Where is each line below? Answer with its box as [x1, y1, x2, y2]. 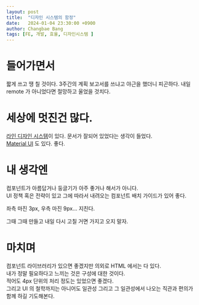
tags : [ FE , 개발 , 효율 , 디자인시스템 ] [6, 31, 94, 37]
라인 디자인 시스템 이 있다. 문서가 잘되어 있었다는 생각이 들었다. [6, 132, 153, 140]
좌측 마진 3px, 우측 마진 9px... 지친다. [6, 205, 95, 212]
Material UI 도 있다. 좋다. [6, 140, 65, 147]
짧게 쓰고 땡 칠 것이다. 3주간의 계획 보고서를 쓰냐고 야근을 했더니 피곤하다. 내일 [6, 80, 191, 88]
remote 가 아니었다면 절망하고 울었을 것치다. [6, 88, 111, 95]
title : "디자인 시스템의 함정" [6, 14, 77, 21]
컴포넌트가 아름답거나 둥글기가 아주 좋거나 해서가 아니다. [6, 184, 139, 191]
